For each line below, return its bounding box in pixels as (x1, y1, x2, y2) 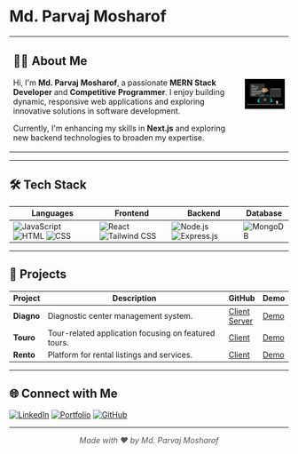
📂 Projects (9, 267, 67, 282)
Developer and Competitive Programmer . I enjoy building (12, 86, 225, 97)
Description (112, 293, 157, 304)
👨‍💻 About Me (12, 53, 88, 68)
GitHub (228, 293, 255, 304)
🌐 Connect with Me (9, 386, 118, 402)
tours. (47, 337, 69, 347)
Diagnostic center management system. (47, 311, 193, 322)
